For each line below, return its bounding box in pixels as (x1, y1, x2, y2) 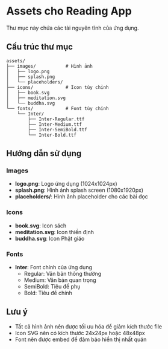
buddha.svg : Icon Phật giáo (14, 235, 85, 242)
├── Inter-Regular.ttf (28, 116, 85, 122)
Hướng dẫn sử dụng (6, 148, 82, 158)
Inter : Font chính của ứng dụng (14, 264, 92, 271)
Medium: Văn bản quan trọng (23, 276, 96, 284)
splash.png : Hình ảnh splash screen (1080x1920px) (14, 186, 143, 194)
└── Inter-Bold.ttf (28, 132, 77, 138)
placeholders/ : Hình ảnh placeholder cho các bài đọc (14, 193, 149, 200)
